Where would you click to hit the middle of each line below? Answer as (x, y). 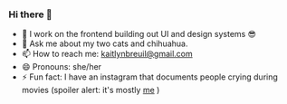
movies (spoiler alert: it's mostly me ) (91, 90)
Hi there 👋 (31, 14)
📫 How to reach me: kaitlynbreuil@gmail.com (107, 54)
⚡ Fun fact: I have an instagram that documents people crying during (149, 77)
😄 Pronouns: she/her (61, 67)
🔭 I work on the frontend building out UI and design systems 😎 (139, 34)
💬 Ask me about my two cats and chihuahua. (105, 43)
